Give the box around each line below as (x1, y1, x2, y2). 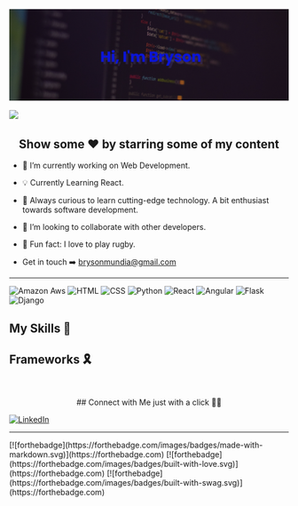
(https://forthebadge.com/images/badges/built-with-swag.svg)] (9, 478, 243, 488)
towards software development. (21, 204, 139, 216)
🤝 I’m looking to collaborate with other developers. (21, 222, 207, 233)
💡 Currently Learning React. (21, 178, 124, 188)
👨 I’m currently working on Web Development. (21, 160, 191, 171)
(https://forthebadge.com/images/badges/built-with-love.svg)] (9, 459, 239, 470)
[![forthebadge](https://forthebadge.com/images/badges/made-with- (9, 439, 263, 451)
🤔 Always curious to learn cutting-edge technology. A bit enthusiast (21, 195, 270, 206)
